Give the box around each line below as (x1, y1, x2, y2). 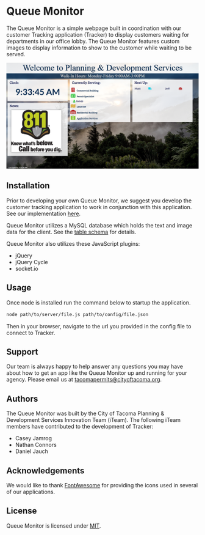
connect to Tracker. (6, 329, 56, 336)
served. (6, 50, 26, 57)
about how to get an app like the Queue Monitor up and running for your (6, 369, 187, 377)
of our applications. (6, 488, 56, 495)
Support (6, 347, 38, 357)
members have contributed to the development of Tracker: (6, 423, 154, 430)
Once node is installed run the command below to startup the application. (6, 298, 191, 306)
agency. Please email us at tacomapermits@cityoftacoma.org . (6, 376, 162, 383)
